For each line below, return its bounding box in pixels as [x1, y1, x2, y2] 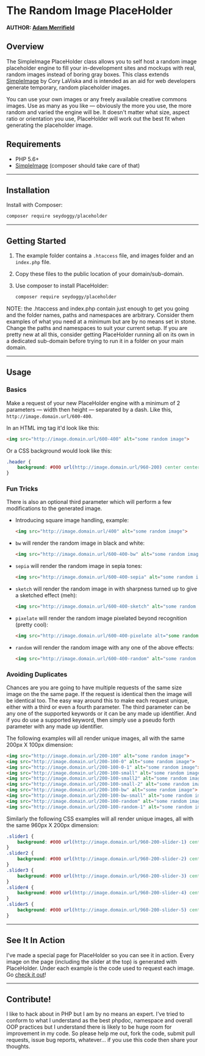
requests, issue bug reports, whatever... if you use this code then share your [6, 1036, 198, 1044]
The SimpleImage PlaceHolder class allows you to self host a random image [6, 57, 197, 65]
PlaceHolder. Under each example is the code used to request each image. [6, 964, 195, 972]
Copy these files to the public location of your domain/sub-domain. [15, 270, 184, 278]
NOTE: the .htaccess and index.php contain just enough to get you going [6, 304, 189, 312]
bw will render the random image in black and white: [15, 539, 145, 547]
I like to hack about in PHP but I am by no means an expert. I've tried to [6, 1010, 185, 1018]
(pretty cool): [15, 620, 49, 628]
